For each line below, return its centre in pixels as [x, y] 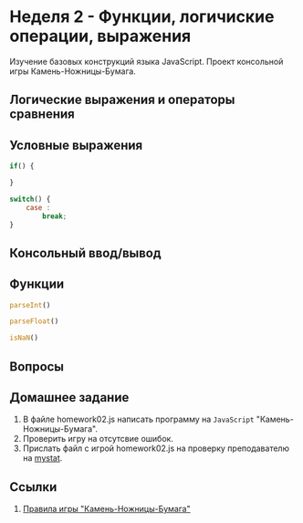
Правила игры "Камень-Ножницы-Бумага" [106, 509]
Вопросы [37, 366]
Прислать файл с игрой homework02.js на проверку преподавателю [156, 448]
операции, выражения [100, 36]
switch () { [30, 199]
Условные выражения [76, 145]
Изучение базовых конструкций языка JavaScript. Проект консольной [146, 61]
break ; [55, 216]
